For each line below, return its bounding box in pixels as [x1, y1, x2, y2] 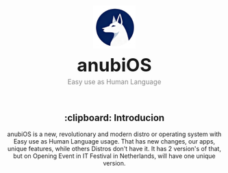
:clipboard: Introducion [64, 111, 165, 124]
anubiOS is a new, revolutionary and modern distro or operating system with [7, 130, 222, 138]
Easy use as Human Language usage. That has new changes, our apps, [13, 137, 216, 146]
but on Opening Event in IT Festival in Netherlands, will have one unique [12, 152, 216, 160]
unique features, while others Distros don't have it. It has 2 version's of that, [7, 145, 222, 153]
